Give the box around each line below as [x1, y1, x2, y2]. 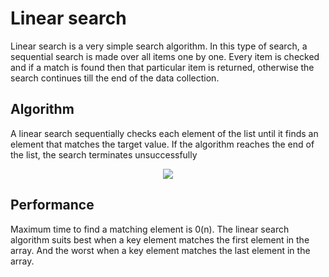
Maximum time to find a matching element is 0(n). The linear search [10, 223, 290, 235]
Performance [10, 197, 95, 214]
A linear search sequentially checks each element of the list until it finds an [10, 127, 319, 139]
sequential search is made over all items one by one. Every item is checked [10, 50, 320, 62]
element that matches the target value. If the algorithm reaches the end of [10, 138, 315, 150]
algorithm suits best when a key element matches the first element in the [10, 233, 310, 246]
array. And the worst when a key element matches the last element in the [10, 244, 311, 256]
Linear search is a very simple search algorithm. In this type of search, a [10, 40, 308, 52]
